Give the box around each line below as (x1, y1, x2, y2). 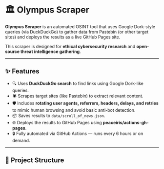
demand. (12, 137, 30, 143)
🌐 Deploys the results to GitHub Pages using (12, 119, 102, 125)
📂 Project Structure (5, 156, 64, 165)
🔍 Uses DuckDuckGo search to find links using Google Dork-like (12, 80, 144, 86)
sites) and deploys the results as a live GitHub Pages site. (5, 34, 121, 40)
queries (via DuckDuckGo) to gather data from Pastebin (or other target (5, 29, 149, 34)
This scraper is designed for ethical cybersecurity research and (5, 43, 136, 49)
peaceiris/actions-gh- (102, 119, 149, 125)
